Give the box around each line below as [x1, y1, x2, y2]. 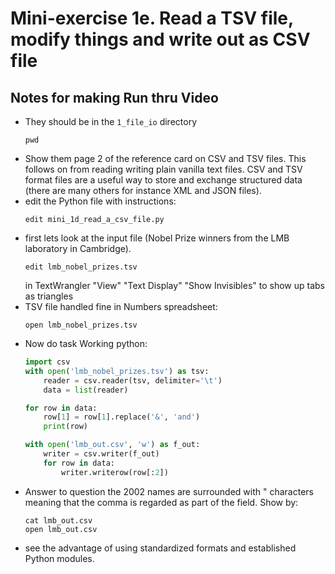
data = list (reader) [43, 385, 129, 395]
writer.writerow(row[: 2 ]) [61, 467, 169, 477]
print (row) [43, 422, 89, 432]
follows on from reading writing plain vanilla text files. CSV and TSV [24, 163, 303, 175]
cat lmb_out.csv [24, 515, 93, 526]
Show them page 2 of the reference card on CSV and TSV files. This [24, 153, 307, 164]
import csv [24, 357, 71, 367]
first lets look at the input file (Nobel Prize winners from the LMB [24, 232, 290, 244]
